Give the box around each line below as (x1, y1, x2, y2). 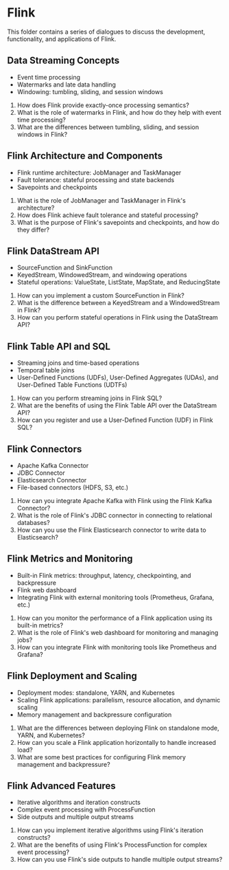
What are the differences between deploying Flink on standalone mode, (16, 724, 219, 732)
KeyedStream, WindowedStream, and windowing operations (16, 271, 187, 279)
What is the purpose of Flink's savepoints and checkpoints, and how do (16, 218, 219, 226)
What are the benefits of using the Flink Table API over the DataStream (16, 401, 217, 410)
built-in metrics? (16, 621, 64, 629)
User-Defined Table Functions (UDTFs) (16, 381, 128, 389)
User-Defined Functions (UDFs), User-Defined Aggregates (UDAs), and (16, 373, 219, 382)
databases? (16, 519, 50, 526)
